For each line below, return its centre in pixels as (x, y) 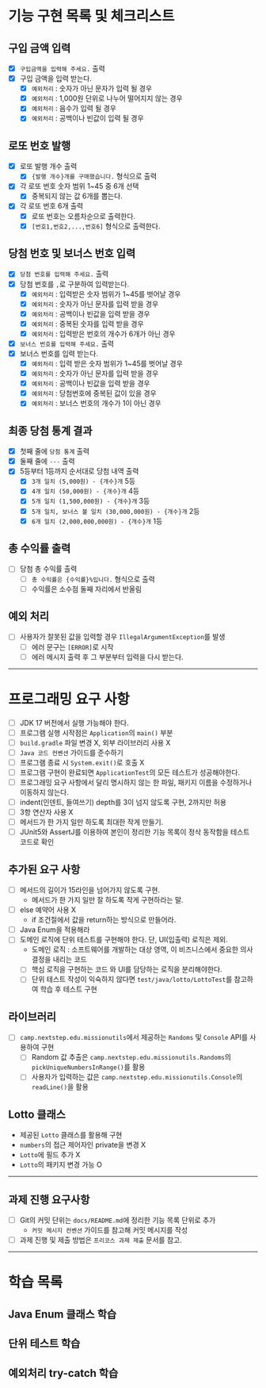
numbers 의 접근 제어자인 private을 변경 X (83, 1145)
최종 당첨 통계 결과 (50, 430)
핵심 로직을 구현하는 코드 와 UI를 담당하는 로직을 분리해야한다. (127, 969)
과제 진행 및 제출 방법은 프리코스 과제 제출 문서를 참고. (101, 1240)
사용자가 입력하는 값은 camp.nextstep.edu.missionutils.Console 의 (137, 1077)
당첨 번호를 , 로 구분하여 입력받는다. (74, 284)
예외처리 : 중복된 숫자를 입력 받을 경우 (87, 324)
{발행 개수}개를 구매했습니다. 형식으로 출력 (94, 176)
